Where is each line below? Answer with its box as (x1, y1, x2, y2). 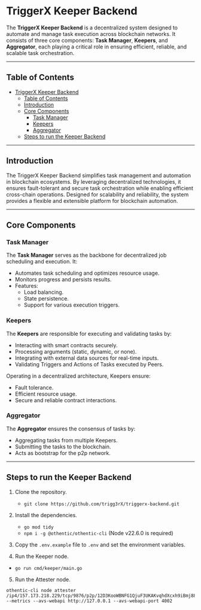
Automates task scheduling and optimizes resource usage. (14, 269, 160, 277)
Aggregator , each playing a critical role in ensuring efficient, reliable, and (6, 43, 187, 50)
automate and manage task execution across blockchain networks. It (6, 30, 176, 37)
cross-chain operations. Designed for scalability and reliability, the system (6, 190, 189, 198)
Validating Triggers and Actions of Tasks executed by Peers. (14, 360, 164, 368)
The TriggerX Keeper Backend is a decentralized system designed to (6, 24, 178, 31)
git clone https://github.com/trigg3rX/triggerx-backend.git (23, 501, 179, 507)
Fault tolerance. (14, 384, 54, 391)
